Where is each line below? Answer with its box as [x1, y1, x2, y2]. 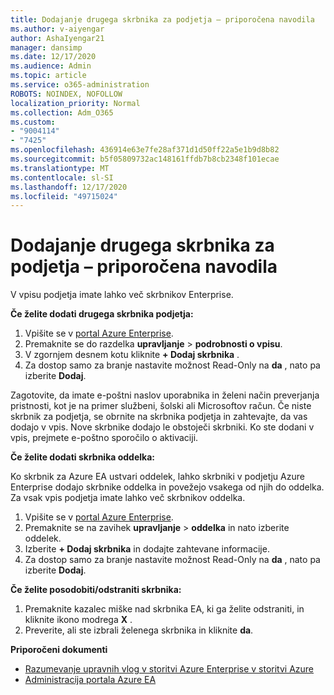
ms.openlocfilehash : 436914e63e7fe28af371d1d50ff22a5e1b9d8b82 [10, 145, 280, 155]
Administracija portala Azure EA [24, 674, 157, 686]
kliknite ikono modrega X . [24, 614, 133, 626]
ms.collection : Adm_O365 [10, 107, 114, 118]
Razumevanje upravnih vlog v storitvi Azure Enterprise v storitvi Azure [24, 663, 315, 675]
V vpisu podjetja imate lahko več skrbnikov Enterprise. [10, 289, 234, 301]
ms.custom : [10, 117, 56, 127]
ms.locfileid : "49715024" [10, 191, 118, 201]
